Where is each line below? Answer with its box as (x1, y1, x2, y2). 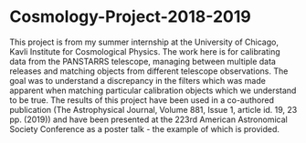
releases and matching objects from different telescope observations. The (9, 66, 289, 77)
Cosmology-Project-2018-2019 (9, 6, 251, 27)
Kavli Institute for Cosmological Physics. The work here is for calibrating (9, 46, 280, 56)
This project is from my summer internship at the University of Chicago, (9, 36, 279, 47)
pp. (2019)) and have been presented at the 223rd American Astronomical (9, 114, 288, 125)
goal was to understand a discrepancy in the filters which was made (9, 75, 267, 86)
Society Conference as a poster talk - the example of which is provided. (9, 123, 280, 134)
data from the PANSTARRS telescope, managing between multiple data (9, 56, 277, 66)
